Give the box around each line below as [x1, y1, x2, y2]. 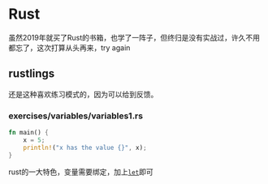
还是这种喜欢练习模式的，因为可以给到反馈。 [8, 89, 158, 99]
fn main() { [8, 129, 49, 137]
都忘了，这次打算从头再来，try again [8, 42, 131, 53]
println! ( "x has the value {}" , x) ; [23, 143, 148, 152]
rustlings [8, 66, 55, 81]
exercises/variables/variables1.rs [8, 110, 144, 122]
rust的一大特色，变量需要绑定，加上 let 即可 [8, 167, 154, 177]
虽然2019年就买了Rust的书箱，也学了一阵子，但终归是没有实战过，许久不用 [8, 32, 261, 42]
